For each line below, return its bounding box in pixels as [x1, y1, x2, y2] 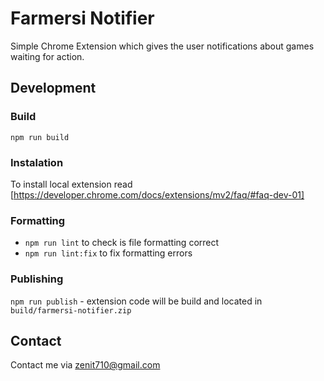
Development [10, 80, 97, 97]
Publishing [10, 272, 64, 286]
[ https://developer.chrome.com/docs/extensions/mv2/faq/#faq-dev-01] [10, 188, 305, 201]
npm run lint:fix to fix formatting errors [24, 247, 193, 259]
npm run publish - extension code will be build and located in [10, 295, 263, 307]
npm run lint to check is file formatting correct [24, 237, 220, 249]
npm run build [10, 132, 70, 142]
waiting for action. [10, 50, 85, 62]
